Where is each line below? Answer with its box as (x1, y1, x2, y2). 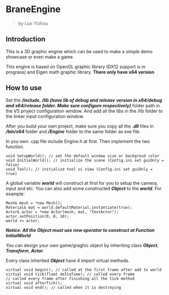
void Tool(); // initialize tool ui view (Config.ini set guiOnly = (6, 166, 153, 172)
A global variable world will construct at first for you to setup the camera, (6, 180, 158, 186)
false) (6, 162, 20, 167)
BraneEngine (6, 4, 61, 15)
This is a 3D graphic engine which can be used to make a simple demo (6, 48, 153, 54)
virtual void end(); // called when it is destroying (6, 285, 122, 290)
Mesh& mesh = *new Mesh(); (6, 200, 63, 205)
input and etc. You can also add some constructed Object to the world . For (6, 185, 162, 191)
